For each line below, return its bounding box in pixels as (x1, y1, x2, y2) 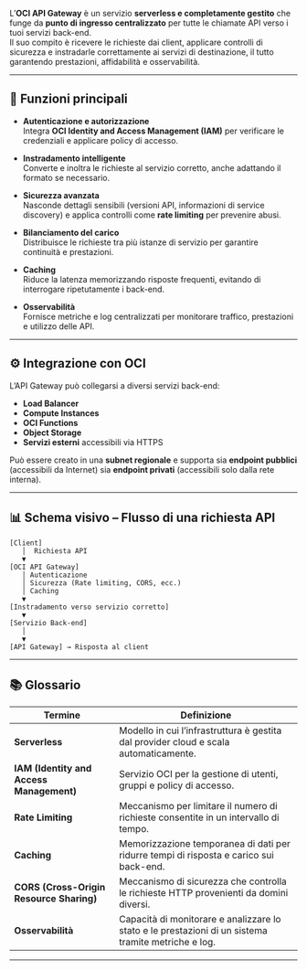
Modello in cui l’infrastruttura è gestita (118, 724, 282, 737)
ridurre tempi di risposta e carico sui (118, 849, 274, 862)
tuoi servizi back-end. (9, 27, 92, 37)
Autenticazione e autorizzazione (22, 115, 150, 126)
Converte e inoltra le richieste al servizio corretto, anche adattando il (22, 162, 281, 173)
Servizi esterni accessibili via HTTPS (22, 436, 164, 447)
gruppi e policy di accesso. (118, 779, 235, 792)
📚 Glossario (9, 677, 81, 693)
